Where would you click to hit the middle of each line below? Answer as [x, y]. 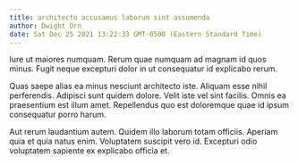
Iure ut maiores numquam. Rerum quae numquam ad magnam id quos [138, 60]
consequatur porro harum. [58, 115]
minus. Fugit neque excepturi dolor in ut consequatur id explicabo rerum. [144, 69]
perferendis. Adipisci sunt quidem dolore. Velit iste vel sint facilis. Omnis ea [148, 95]
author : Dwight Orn [46, 26]
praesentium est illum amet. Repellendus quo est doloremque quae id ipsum [149, 105]
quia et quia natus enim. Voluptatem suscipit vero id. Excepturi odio [133, 141]
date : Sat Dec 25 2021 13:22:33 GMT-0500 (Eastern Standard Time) [136, 34]
